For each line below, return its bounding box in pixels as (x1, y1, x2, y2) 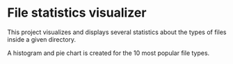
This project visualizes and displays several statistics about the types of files (7, 28, 227, 36)
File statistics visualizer (7, 5, 147, 21)
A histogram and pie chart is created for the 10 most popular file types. (7, 49, 210, 57)
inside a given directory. (7, 35, 77, 43)
